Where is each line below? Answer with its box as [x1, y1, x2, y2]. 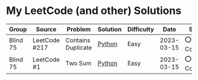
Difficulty [127, 25, 154, 33]
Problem [67, 25, 91, 33]
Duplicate [65, 44, 93, 52]
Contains [65, 36, 91, 44]
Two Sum [65, 60, 92, 68]
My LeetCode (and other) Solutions [6, 4, 181, 18]
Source [36, 25, 57, 33]
